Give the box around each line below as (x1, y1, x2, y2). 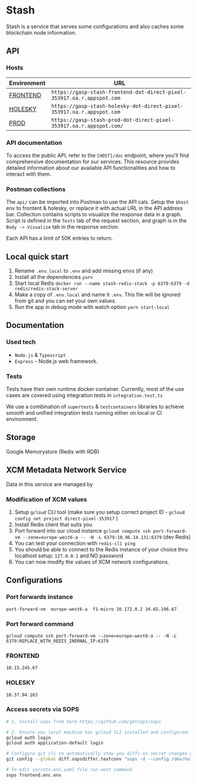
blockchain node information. (6, 29, 77, 36)
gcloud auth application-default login (6, 740, 104, 746)
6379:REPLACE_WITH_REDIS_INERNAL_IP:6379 (6, 638, 109, 644)
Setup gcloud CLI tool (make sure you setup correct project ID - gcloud (14, 508, 185, 516)
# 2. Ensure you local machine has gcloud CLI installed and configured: (6, 729, 191, 735)
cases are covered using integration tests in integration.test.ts (6, 392, 163, 399)
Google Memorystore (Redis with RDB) (6, 448, 100, 455)
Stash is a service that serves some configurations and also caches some (6, 23, 184, 30)
